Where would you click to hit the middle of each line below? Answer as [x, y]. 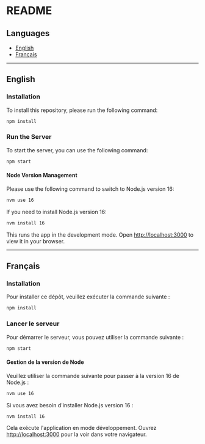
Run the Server [29, 137]
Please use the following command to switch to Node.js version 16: [90, 189]
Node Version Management [42, 176]
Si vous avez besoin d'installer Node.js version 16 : [70, 405]
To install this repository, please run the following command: [82, 110]
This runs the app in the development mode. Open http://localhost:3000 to [100, 235]
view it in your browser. [36, 241]
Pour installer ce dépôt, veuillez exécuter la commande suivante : [88, 297]
